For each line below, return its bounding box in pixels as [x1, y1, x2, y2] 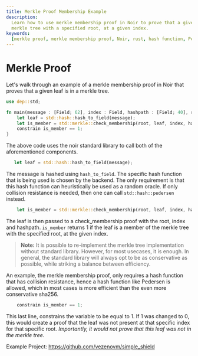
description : [6, 14, 38, 20]
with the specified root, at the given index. [6, 230, 108, 237]
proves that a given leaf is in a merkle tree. [6, 87, 110, 94]
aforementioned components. [6, 148, 78, 155]
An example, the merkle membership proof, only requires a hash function [6, 272, 184, 279]
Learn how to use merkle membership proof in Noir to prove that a [11, 19, 181, 25]
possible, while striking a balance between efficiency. [20, 260, 151, 267]
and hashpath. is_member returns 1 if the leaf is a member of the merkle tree [6, 224, 189, 231]
